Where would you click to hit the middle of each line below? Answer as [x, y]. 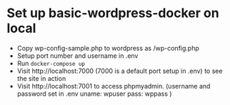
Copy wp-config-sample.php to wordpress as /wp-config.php [108, 48]
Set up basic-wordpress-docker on [113, 13]
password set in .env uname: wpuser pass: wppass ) [94, 94]
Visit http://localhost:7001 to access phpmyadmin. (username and [114, 86]
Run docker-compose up [51, 63]
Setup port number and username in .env [77, 56]
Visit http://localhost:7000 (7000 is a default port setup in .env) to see [120, 71]
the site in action [41, 78]
